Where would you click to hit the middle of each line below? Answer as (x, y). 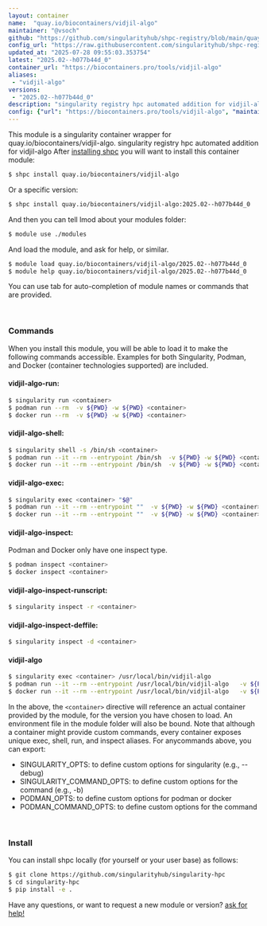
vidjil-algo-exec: (36, 483)
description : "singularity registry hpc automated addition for (117, 104)
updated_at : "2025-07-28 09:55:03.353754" (79, 53)
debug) (32, 773)
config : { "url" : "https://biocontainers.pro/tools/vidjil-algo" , (118, 112)
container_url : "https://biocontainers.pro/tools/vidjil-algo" (115, 68)
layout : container (39, 16)
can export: (27, 749)
